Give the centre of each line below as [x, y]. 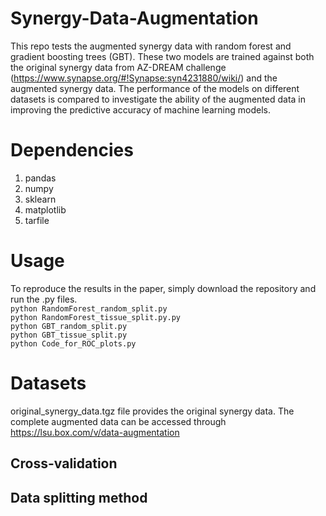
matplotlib [45, 209]
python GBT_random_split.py [69, 326]
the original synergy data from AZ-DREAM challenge [118, 67]
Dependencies [72, 150]
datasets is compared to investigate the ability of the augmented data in [158, 99]
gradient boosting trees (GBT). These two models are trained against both [162, 56]
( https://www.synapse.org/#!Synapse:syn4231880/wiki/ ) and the [144, 78]
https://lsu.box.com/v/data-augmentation [95, 432]
